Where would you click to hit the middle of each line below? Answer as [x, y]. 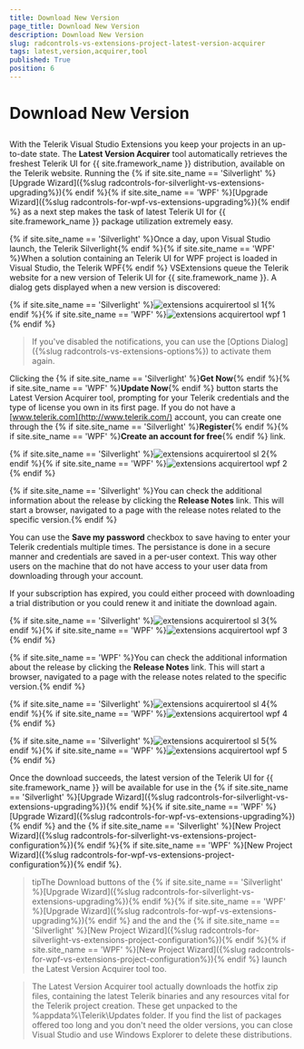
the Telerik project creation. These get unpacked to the [134, 1006]
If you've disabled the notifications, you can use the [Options [146, 342]
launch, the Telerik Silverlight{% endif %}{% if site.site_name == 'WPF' [142, 249]
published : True [40, 60]
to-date [24, 154]
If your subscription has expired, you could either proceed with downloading [152, 593]
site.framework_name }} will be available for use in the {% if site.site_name [149, 788]
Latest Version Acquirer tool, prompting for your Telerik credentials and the [149, 398]
